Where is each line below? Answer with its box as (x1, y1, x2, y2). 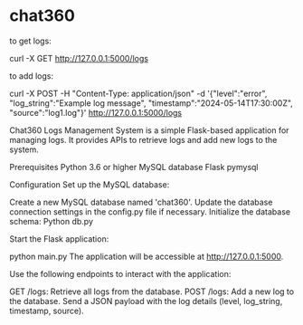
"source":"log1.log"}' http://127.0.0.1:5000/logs (9, 107, 183, 118)
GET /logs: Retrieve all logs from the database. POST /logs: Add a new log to (9, 286, 295, 297)
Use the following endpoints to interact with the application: (9, 268, 232, 279)
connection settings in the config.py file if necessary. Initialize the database (9, 206, 291, 217)
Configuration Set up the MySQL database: (9, 178, 170, 190)
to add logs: (9, 70, 54, 81)
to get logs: (9, 35, 52, 46)
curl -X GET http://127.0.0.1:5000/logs (9, 53, 149, 63)
